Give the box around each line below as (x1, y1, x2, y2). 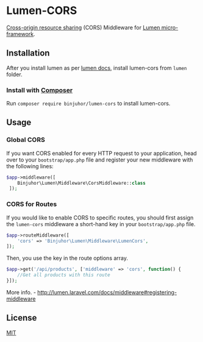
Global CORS (6, 135, 46, 144)
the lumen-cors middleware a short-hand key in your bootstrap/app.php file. (6, 220, 196, 227)
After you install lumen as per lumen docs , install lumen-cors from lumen (6, 64, 187, 71)
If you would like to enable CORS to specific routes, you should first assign (6, 214, 194, 221)
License (6, 313, 37, 323)
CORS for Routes (6, 200, 57, 208)
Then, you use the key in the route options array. (6, 254, 129, 262)
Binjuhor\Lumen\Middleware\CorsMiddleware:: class (17, 180, 146, 186)
